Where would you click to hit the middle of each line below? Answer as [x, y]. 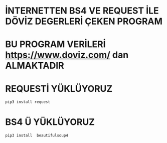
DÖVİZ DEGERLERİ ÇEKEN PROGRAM [84, 21]
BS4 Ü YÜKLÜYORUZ [50, 122]
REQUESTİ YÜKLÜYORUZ [59, 89]
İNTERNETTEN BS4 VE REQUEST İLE [82, 11]
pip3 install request [28, 102]
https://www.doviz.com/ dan [67, 55]
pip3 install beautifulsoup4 [37, 135]
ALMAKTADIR [35, 66]
